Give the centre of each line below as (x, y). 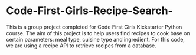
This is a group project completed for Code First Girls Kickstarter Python (94, 27)
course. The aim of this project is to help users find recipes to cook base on (98, 33)
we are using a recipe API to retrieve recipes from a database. (81, 46)
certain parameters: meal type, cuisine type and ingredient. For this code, (95, 39)
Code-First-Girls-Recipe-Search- (89, 11)
